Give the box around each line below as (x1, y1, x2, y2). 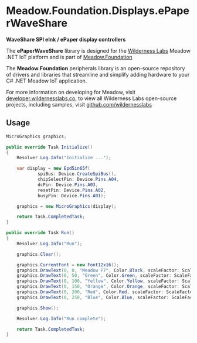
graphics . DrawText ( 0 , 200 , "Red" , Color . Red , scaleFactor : (16, 289, 164, 295)
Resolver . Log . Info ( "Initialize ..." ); (16, 155, 111, 161)
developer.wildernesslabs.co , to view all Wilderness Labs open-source (6, 95, 177, 102)
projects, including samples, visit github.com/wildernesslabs (6, 101, 152, 108)
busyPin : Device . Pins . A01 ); (37, 193, 107, 198)
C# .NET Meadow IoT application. (6, 77, 87, 84)
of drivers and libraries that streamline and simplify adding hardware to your (6, 71, 190, 78)
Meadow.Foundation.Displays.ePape (6, 4, 189, 18)
